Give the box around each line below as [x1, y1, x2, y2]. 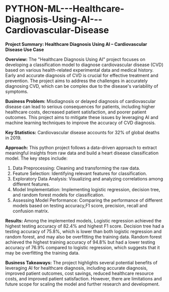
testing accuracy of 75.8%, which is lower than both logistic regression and [5, 228, 162, 235]
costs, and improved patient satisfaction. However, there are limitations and [5, 275, 162, 281]
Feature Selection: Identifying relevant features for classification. [12, 170, 147, 177]
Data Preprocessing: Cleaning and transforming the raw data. [12, 165, 140, 171]
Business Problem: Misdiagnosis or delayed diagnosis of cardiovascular [5, 98, 156, 104]
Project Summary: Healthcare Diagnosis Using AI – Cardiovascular [5, 41, 147, 47]
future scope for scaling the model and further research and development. [5, 281, 160, 287]
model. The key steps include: [5, 155, 68, 161]
